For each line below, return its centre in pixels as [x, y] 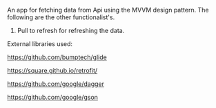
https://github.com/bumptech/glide [57, 57]
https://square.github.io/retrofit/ [52, 71]
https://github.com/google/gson [53, 97]
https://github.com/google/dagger [56, 84]
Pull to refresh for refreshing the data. [71, 31]
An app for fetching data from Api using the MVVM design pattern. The [108, 10]
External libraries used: [40, 44]
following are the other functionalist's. [61, 17]
